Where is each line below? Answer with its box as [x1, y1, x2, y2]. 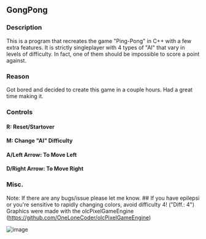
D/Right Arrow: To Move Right [6, 165, 84, 172]
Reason [6, 72, 29, 80]
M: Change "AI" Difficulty [6, 137, 73, 145]
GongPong [6, 5, 48, 15]
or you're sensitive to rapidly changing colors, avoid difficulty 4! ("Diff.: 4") [6, 200, 195, 208]
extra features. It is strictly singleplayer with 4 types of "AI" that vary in [6, 44, 185, 51]
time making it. [6, 92, 44, 100]
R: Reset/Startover [6, 123, 55, 131]
